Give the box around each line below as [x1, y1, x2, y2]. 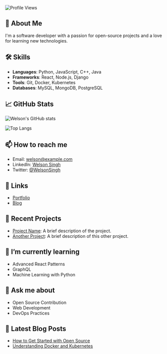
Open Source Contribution [12, 299, 66, 305]
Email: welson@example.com [12, 156, 73, 162]
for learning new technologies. [5, 38, 68, 44]
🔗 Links [5, 181, 28, 190]
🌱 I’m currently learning [5, 248, 80, 256]
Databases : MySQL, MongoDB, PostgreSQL [12, 85, 103, 91]
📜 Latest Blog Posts [5, 324, 66, 333]
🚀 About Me [5, 19, 42, 28]
